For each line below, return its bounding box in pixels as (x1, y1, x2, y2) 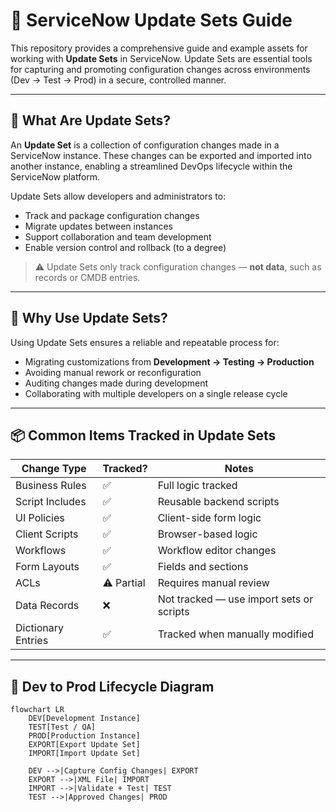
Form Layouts (15, 560, 80, 574)
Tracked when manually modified (157, 627, 314, 641)
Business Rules (15, 479, 87, 493)
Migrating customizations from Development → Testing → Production (24, 355, 315, 368)
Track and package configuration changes (24, 209, 200, 221)
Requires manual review (157, 576, 270, 590)
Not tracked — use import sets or (157, 592, 314, 606)
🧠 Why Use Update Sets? (10, 310, 168, 327)
